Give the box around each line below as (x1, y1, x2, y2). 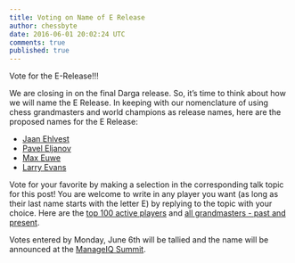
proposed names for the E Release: (9, 117, 138, 127)
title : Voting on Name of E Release (9, 12, 145, 22)
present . (9, 218, 40, 228)
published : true (9, 46, 70, 55)
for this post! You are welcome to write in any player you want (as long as (9, 189, 279, 200)
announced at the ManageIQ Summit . (9, 244, 146, 255)
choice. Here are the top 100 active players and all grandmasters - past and (9, 208, 287, 218)
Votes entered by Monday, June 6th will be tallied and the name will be (9, 234, 269, 245)
